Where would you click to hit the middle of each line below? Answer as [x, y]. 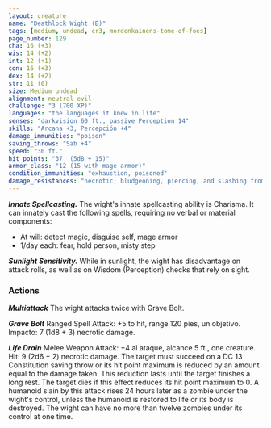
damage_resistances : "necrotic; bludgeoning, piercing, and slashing [128, 181]
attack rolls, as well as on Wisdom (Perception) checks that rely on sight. [129, 269]
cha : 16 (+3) [30, 46]
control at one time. [41, 417]
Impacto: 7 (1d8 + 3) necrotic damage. [72, 333]
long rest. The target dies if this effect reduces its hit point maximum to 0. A [134, 382]
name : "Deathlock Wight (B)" [57, 23]
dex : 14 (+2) [30, 76]
